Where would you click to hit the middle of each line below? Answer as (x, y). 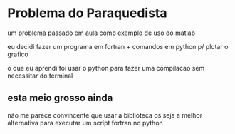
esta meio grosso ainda (60, 98)
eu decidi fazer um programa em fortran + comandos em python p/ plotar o (118, 46)
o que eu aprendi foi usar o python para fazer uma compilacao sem (106, 68)
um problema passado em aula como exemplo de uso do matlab (101, 33)
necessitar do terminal (40, 76)
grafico (18, 54)
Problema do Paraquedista (87, 13)
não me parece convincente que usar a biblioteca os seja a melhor (105, 115)
